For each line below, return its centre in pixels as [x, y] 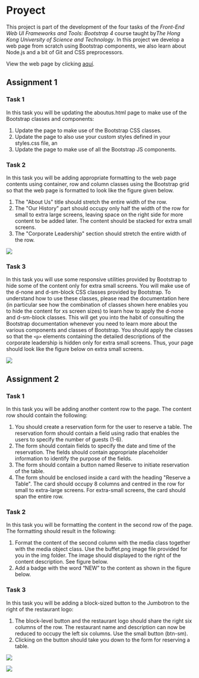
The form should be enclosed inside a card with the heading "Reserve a [102, 477]
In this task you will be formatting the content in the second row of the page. [99, 525]
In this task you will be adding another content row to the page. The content [99, 409]
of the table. [29, 471]
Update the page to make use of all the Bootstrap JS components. [96, 149]
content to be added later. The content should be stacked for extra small [103, 220]
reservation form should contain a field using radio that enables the [97, 433]
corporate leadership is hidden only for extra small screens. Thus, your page [100, 343]
